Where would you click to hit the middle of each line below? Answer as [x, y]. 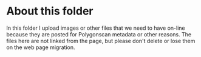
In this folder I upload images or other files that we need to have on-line [96, 28]
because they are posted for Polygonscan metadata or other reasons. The [99, 34]
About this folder [50, 11]
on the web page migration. [41, 47]
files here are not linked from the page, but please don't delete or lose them [101, 41]
